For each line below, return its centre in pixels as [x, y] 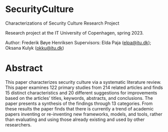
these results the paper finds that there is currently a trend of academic [79, 108]
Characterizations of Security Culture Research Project [62, 23]
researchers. [18, 124]
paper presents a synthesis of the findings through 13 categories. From [79, 103]
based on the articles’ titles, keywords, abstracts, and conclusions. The [79, 98]
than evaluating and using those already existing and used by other [75, 119]
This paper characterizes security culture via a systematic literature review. [83, 82]
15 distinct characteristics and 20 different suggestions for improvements [81, 93]
